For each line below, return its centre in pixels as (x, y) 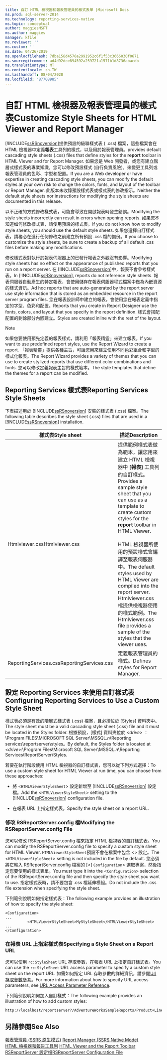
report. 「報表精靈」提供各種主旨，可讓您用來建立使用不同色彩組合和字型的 (83, 350)
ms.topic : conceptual (28, 24)
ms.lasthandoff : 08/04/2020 (34, 75)
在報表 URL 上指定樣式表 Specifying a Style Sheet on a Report (79, 944)
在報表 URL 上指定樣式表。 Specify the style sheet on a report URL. (81, 808)
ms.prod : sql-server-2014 (32, 14)
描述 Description (139, 435)
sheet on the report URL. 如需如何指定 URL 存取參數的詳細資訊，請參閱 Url (81, 973)
